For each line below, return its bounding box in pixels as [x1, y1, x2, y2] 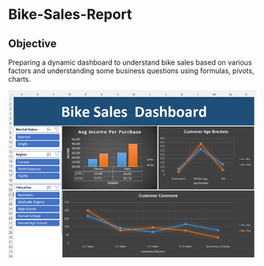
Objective [8, 37, 58, 50]
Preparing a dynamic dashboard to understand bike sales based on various [8, 57, 252, 67]
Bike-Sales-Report [8, 6, 132, 24]
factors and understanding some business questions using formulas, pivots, [8, 66, 255, 76]
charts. [8, 75, 32, 83]
